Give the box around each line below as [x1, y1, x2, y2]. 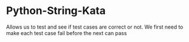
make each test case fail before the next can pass [6, 29, 127, 36]
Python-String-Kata [6, 4, 106, 17]
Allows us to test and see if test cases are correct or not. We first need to [6, 23, 184, 30]
